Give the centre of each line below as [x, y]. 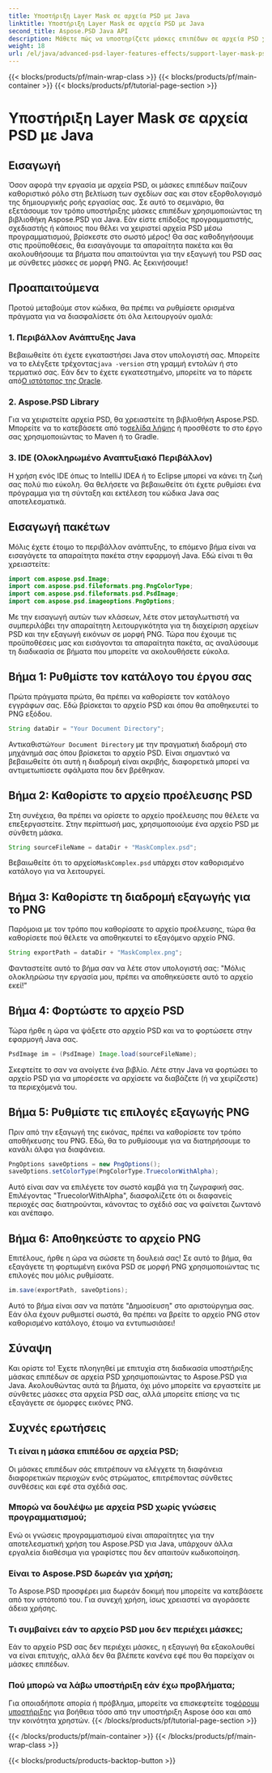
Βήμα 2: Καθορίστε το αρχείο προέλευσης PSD [131, 796]
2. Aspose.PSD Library [54, 402]
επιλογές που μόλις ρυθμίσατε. [62, 1275]
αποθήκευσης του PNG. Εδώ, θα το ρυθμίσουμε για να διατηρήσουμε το [130, 1140]
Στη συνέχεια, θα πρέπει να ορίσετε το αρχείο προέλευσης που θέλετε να [134, 815]
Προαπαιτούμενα [54, 288]
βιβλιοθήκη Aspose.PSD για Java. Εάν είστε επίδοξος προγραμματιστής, [131, 219]
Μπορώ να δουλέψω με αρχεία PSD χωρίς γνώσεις [113, 1507]
